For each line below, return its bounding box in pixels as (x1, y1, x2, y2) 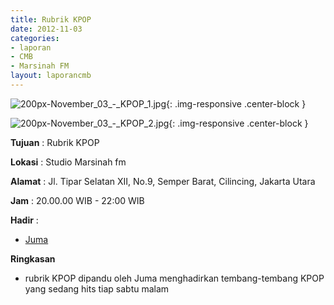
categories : (10, 33, 60, 43)
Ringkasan (10, 252, 56, 265)
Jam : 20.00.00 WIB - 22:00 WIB (10, 194, 145, 206)
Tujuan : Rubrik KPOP (10, 136, 100, 148)
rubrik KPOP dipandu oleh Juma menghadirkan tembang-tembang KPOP (24, 272, 325, 284)
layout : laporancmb (10, 71, 92, 81)
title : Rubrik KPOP (10, 14, 92, 25)
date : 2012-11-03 (10, 24, 83, 34)
